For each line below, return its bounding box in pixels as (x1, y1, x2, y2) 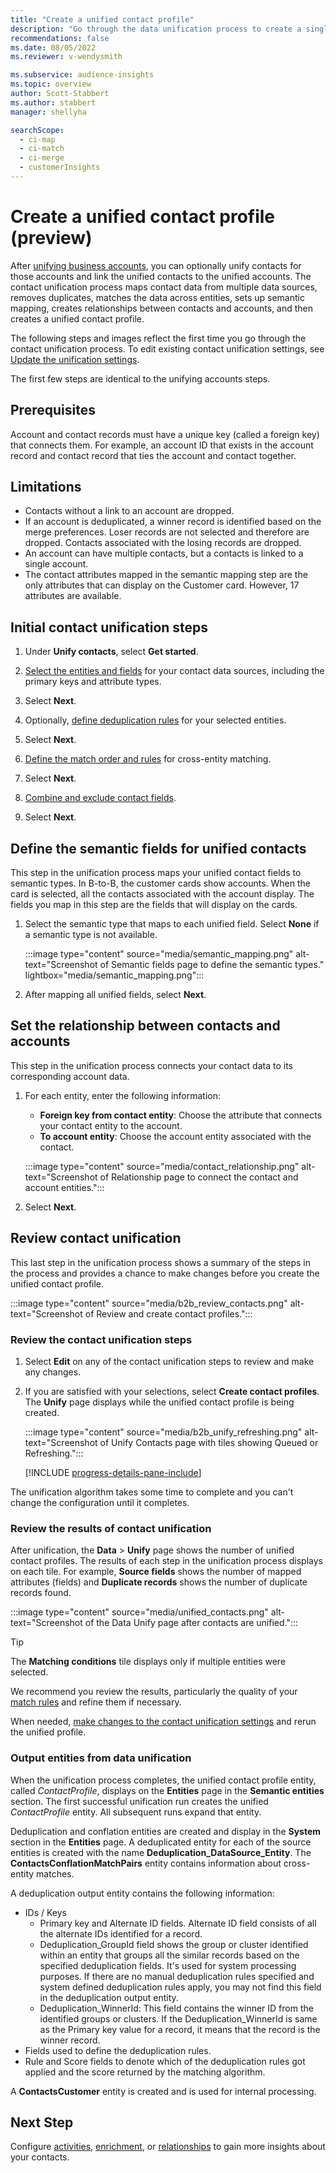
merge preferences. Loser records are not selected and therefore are (24, 526, 310, 538)
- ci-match (19, 144, 65, 154)
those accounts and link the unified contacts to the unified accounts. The (10, 270, 312, 282)
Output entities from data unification (10, 1751, 192, 1765)
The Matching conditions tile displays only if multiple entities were (10, 1656, 287, 1668)
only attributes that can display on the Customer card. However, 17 (24, 579, 300, 591)
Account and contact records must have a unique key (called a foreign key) (10, 428, 320, 440)
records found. (10, 1587, 72, 1599)
